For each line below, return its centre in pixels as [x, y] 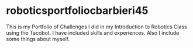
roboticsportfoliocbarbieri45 [77, 11]
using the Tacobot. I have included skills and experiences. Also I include [93, 32]
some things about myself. [38, 39]
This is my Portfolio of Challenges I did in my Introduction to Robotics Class [96, 27]
